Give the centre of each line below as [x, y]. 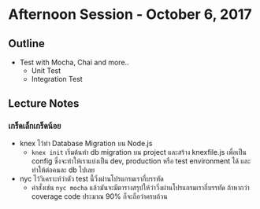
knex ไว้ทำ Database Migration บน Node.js [86, 143]
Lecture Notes [44, 104]
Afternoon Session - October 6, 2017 [130, 15]
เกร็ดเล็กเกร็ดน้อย [35, 126]
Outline [26, 44]
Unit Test [46, 71]
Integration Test [57, 79]
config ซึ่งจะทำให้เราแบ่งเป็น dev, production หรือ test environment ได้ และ [141, 161]
